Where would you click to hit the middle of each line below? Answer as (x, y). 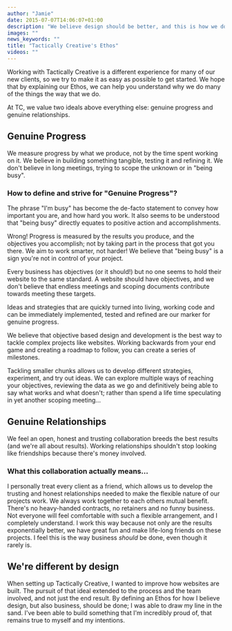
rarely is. (20, 545)
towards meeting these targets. (51, 293)
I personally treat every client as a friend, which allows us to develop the (110, 486)
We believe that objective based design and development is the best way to (115, 335)
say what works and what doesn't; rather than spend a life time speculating (114, 392)
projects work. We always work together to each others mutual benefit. (108, 501)
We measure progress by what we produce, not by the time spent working (113, 153)
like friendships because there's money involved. (77, 453)
